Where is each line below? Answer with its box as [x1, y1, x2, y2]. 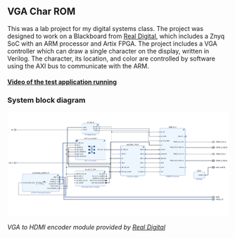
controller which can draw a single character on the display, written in [7, 46, 210, 55]
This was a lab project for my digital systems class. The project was [7, 24, 204, 32]
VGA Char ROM [7, 6, 76, 18]
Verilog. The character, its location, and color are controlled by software [7, 54, 216, 63]
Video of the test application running [7, 77, 118, 87]
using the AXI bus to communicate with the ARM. [7, 61, 150, 70]
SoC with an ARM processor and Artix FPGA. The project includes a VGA [7, 39, 218, 48]
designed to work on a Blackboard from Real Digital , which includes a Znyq [7, 32, 225, 40]
